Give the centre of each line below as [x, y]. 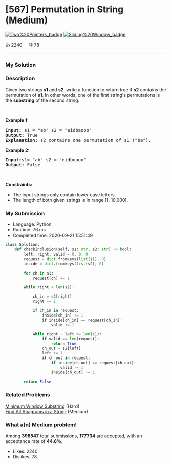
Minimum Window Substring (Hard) [42, 406]
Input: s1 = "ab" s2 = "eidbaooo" [49, 130]
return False [38, 382]
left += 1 [52, 353]
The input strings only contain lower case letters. [64, 195]
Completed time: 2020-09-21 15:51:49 [53, 235]
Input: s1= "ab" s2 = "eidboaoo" [46, 160]
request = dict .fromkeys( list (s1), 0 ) [65, 259]
